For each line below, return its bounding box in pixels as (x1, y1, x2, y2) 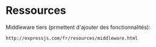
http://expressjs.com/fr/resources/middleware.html (5, 35, 138, 41)
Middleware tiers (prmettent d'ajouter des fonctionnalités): (5, 23, 151, 31)
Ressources (5, 4, 67, 17)
